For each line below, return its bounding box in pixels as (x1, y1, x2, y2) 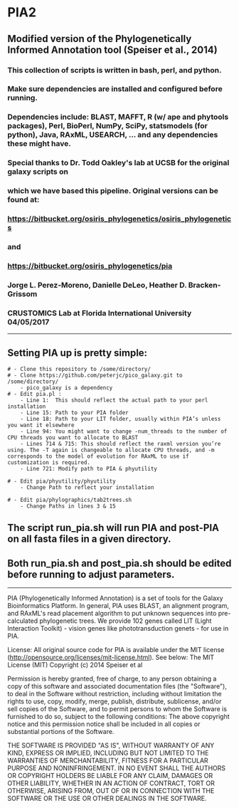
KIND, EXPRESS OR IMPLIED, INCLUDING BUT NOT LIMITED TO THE (7, 749, 209, 757)
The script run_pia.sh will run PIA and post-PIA (7, 522, 219, 534)
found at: (7, 195, 40, 205)
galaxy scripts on (7, 167, 69, 177)
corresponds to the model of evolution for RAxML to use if (7, 453, 190, 460)
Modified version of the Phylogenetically (7, 33, 192, 45)
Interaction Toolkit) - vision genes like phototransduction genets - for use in (7, 624, 229, 633)
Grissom (7, 289, 38, 299)
